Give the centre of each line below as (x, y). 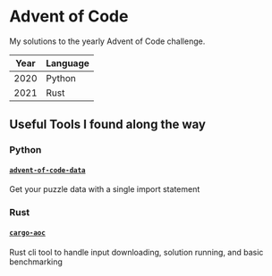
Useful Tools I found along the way (107, 125)
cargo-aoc (28, 233)
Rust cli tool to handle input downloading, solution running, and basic (136, 252)
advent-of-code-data (48, 170)
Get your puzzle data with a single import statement (105, 189)
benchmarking (36, 262)
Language (68, 63)
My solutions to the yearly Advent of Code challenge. (107, 41)
